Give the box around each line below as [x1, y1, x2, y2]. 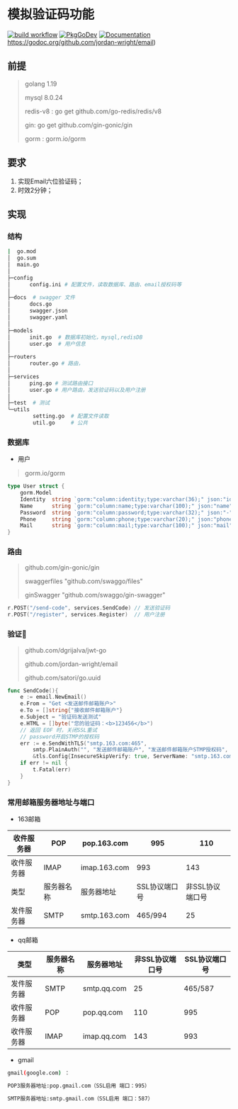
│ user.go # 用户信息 [7, 340, 86, 347]
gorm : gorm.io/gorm [24, 134, 86, 142]
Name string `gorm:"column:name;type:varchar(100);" [20, 502, 195, 510]
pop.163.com [82, 838, 129, 848]
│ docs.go [7, 300, 52, 308]
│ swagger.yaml [7, 314, 69, 321]
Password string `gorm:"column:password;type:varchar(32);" [20, 509, 204, 516]
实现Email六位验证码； [17, 176, 84, 185]
